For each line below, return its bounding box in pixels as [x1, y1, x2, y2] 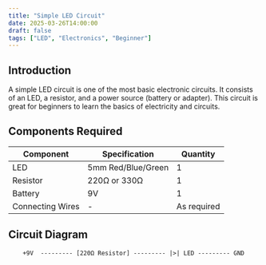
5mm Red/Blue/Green [87, 161, 169, 172]
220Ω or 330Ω [87, 175, 144, 186]
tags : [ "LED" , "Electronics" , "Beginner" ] [8, 34, 152, 42]
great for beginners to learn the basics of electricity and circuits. [8, 101, 220, 112]
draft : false [8, 26, 52, 34]
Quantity [181, 148, 216, 160]
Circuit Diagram [8, 228, 88, 242]
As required [176, 200, 220, 212]
